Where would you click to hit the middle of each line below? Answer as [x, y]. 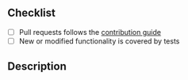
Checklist [32, 13]
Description [37, 67]
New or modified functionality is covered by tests [99, 41]
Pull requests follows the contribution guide [90, 32]
